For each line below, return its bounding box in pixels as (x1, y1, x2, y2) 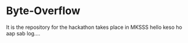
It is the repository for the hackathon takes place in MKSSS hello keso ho (6, 24, 182, 31)
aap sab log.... (6, 29, 41, 37)
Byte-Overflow (6, 4, 80, 18)
